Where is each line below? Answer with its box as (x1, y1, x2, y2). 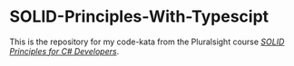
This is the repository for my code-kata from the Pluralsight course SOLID (9, 36, 285, 47)
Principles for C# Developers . (9, 45, 120, 56)
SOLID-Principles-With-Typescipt (9, 6, 269, 27)
